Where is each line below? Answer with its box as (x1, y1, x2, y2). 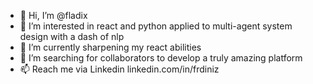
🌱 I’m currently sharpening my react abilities (19, 41, 202, 53)
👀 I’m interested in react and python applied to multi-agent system (19, 20, 293, 32)
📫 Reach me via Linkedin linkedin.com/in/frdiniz (19, 63, 220, 75)
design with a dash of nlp (19, 31, 125, 42)
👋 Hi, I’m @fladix (19, 10, 88, 21)
